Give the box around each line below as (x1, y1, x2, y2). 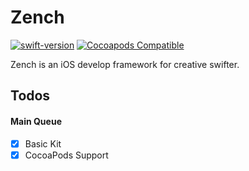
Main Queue (10, 115, 62, 127)
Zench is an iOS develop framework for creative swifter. (10, 58, 240, 70)
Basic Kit (24, 137, 62, 150)
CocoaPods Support (24, 149, 109, 161)
